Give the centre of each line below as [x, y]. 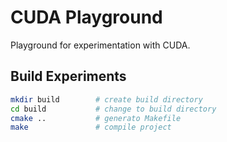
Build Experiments [68, 76]
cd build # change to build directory [113, 109]
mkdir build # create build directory [106, 99]
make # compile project [91, 127]
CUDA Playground [86, 17]
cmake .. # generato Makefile [96, 118]
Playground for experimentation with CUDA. [100, 45]
